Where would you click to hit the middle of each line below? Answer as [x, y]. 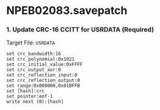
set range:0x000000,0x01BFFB [43, 86]
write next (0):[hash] [35, 102]
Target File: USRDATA [31, 43]
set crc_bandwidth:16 [34, 54]
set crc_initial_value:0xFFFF [45, 64]
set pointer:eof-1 [30, 97]
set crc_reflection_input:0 [42, 75]
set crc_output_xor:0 [34, 70]
